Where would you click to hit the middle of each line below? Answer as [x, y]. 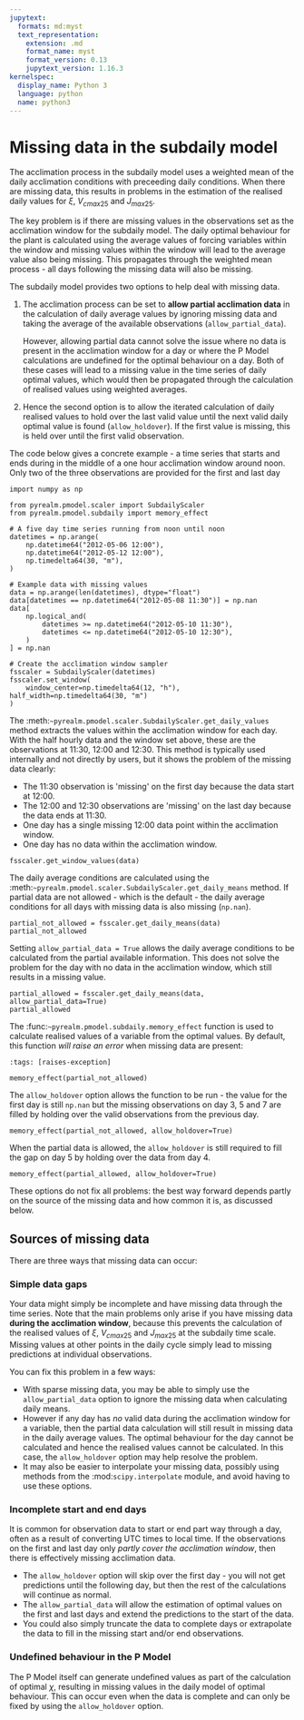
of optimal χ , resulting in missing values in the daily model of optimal [137, 1686]
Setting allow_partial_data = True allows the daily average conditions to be [152, 948]
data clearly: [33, 769]
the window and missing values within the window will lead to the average [147, 250]
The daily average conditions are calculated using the [110, 878]
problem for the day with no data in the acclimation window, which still [141, 968]
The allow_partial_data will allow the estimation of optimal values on [152, 1605]
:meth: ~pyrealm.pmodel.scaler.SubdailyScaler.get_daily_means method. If [149, 888]
